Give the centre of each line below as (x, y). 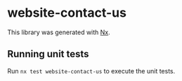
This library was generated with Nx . (59, 32)
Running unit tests (48, 54)
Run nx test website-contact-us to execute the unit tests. (91, 71)
